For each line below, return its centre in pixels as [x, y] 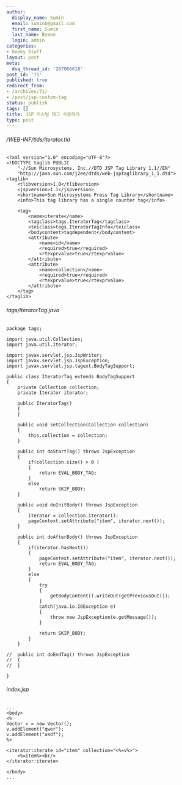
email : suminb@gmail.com [43, 23]
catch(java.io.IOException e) [77, 606]
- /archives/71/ [27, 92]
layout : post [23, 57]
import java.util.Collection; [45, 339]
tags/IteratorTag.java [33, 310]
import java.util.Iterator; [42, 345]
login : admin [28, 40]
